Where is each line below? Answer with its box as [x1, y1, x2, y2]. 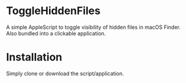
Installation [6, 51, 63, 64]
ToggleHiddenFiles [6, 4, 101, 18]
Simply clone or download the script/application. [6, 69, 124, 77]
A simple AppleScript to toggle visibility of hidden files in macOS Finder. [6, 24, 181, 31]
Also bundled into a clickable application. [6, 29, 106, 36]
